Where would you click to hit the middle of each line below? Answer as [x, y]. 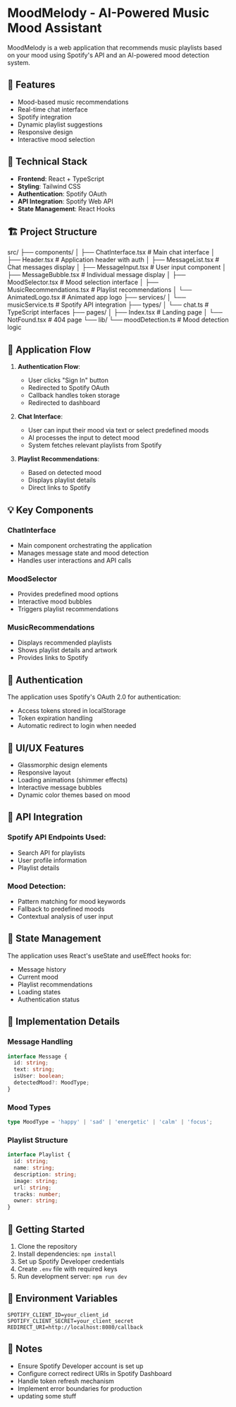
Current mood [38, 977]
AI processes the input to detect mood [83, 438]
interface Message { [38, 1056]
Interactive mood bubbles [55, 601]
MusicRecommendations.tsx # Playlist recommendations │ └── [100, 290]
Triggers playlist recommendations [68, 609]
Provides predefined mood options [68, 594]
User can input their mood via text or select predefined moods [118, 430]
